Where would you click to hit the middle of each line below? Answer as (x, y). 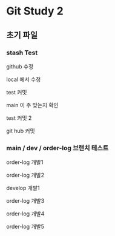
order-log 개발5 (25, 227)
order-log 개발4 (25, 214)
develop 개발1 (23, 188)
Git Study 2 (35, 11)
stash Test (22, 53)
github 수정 (20, 66)
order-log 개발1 (25, 162)
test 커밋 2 (19, 118)
